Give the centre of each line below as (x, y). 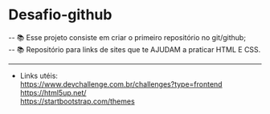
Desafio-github (60, 15)
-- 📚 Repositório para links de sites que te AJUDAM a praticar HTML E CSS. (135, 49)
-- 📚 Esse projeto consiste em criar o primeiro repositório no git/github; (127, 37)
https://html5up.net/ (53, 92)
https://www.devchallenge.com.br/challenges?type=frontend (121, 84)
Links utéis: (39, 75)
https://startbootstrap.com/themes (77, 101)
